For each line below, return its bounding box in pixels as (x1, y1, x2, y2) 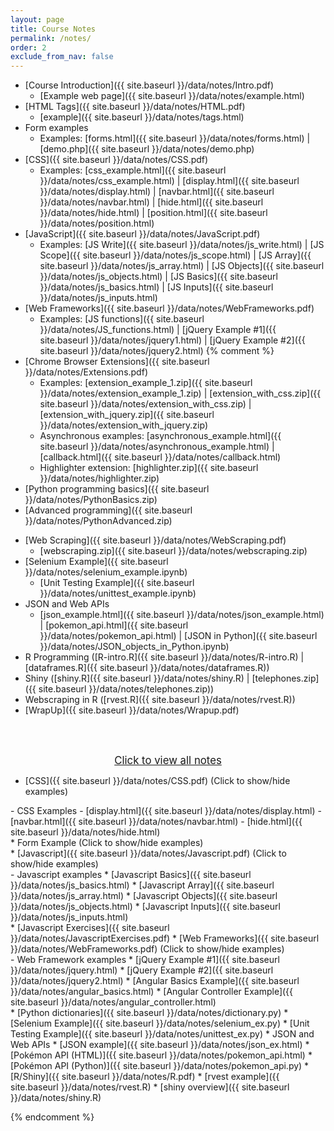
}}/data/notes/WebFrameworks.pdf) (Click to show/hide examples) (10, 943, 285, 955)
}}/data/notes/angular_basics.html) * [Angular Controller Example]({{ (10, 986, 294, 998)
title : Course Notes (10, 24, 97, 34)
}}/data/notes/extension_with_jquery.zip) (39, 419, 208, 431)
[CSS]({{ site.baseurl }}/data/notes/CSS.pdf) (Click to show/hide (24, 775, 291, 787)
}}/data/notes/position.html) (39, 217, 155, 230)
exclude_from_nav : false (10, 52, 114, 62)
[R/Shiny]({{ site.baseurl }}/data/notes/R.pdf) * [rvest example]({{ (10, 1071, 280, 1083)
